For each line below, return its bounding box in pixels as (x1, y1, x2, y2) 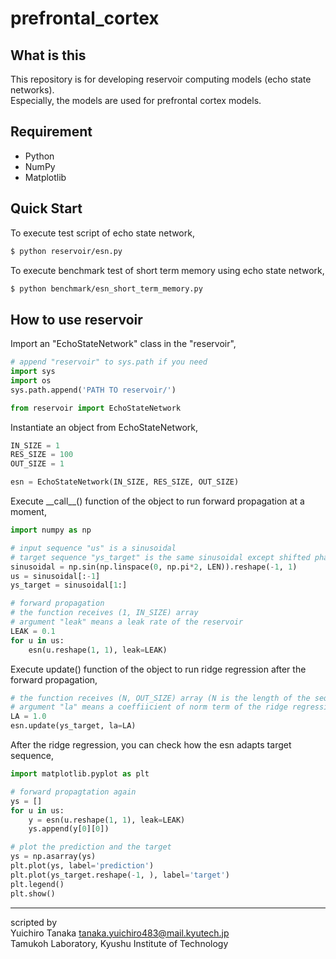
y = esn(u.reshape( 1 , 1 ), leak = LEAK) (28, 815, 186, 825)
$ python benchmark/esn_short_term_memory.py (10, 283, 203, 294)
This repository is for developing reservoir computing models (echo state (10, 73, 312, 85)
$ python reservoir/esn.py (10, 246, 123, 256)
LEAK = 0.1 (10, 626, 56, 636)
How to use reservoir (10, 311, 143, 328)
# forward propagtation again (10, 787, 137, 797)
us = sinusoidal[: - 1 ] (10, 571, 101, 581)
